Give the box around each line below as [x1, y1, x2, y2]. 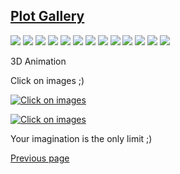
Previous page [10, 152, 70, 164]
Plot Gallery [10, 8, 85, 25]
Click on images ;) [10, 74, 85, 86]
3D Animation [10, 55, 67, 67]
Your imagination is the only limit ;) [10, 132, 153, 144]
